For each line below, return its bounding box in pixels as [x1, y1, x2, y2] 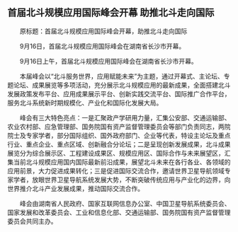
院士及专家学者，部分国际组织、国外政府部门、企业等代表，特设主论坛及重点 [7, 131, 231, 139]
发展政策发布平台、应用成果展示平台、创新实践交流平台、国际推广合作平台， [7, 89, 231, 98]
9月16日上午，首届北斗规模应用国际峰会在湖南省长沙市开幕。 [19, 57, 198, 65]
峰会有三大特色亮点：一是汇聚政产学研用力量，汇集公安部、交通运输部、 [19, 113, 231, 122]
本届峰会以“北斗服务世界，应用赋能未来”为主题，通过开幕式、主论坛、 [19, 71, 225, 80]
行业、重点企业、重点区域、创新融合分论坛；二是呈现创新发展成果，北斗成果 [7, 140, 231, 149]
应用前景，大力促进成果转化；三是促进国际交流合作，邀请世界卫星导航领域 [7, 166, 225, 175]
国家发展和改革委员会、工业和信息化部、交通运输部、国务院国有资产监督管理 [7, 208, 231, 216]
